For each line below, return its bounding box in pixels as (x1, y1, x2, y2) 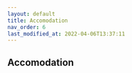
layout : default (7, 10, 55, 18)
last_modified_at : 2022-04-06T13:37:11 (7, 30, 126, 38)
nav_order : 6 (7, 23, 46, 30)
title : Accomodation (7, 17, 69, 24)
